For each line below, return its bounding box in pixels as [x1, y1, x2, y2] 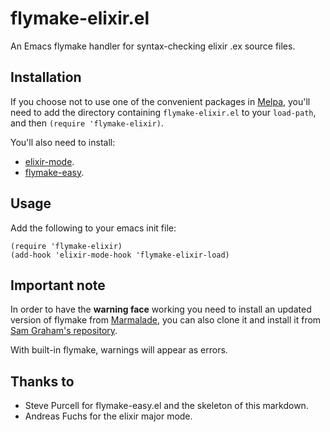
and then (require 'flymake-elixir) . [10, 117, 164, 129]
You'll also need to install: [10, 136, 116, 148]
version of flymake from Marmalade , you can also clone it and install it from [10, 314, 322, 326]
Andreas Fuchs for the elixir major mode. [24, 410, 193, 422]
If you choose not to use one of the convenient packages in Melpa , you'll [10, 95, 311, 107]
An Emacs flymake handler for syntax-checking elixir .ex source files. [10, 40, 296, 52]
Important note [10, 277, 106, 294]
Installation [10, 69, 82, 86]
